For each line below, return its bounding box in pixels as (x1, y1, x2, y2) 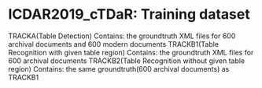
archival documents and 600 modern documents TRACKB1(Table (8, 39, 219, 48)
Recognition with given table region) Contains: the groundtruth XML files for (8, 48, 254, 57)
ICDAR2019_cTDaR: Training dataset (8, 5, 250, 23)
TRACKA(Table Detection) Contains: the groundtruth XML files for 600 (8, 31, 236, 40)
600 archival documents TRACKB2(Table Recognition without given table (8, 56, 245, 65)
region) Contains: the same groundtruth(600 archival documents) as (8, 64, 230, 73)
